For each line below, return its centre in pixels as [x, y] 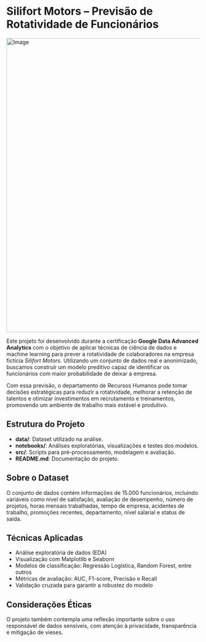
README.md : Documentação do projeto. [67, 459]
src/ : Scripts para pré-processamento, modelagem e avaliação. [95, 452]
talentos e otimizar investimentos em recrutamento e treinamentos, [91, 398]
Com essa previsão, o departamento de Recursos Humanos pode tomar [97, 385]
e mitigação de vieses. [35, 632]
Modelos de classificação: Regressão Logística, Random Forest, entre [103, 566]
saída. [14, 519]
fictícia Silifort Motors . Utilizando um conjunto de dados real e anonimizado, [102, 361]
